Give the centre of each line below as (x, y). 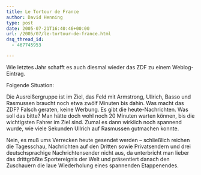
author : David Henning (34, 17)
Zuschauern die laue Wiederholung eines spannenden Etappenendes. (92, 165)
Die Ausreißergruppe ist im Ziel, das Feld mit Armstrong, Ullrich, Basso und (99, 97)
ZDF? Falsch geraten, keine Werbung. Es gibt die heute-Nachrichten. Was (97, 109)
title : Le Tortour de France (43, 12)
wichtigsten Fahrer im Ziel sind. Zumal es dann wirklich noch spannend (94, 122)
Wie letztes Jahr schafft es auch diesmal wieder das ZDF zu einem (88, 67)
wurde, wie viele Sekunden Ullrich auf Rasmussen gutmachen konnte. (93, 128)
